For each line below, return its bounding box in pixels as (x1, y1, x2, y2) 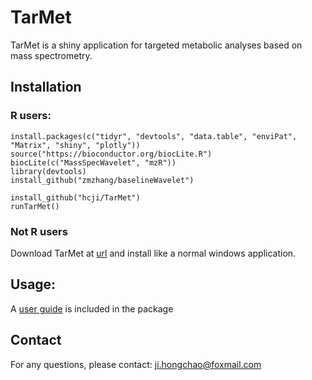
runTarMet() (10, 201, 60, 211)
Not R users (10, 224, 68, 238)
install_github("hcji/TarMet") (10, 192, 141, 203)
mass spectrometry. (10, 49, 93, 61)
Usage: (10, 276, 57, 293)
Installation (10, 79, 82, 96)
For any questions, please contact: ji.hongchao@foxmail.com (10, 358, 262, 370)
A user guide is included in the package (10, 302, 174, 315)
